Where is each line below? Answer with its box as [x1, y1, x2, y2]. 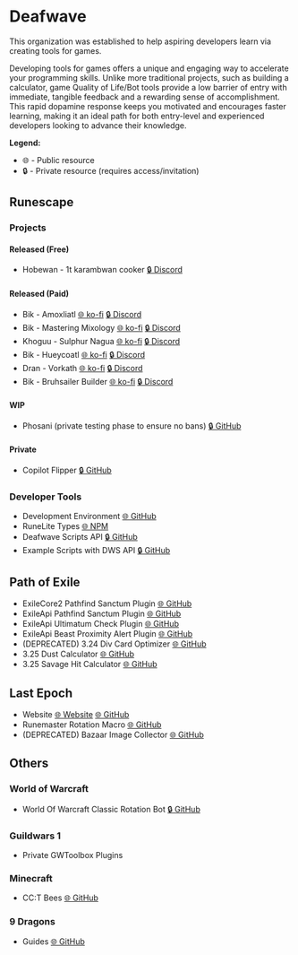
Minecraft [9, 872, 54, 884]
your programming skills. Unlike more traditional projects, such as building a [9, 72, 289, 82]
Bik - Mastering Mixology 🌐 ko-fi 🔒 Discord [21, 322, 181, 333]
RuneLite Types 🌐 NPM [21, 521, 109, 532]
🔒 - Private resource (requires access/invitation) [21, 165, 200, 176]
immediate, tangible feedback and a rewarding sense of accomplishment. [9, 91, 280, 102]
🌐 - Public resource [21, 154, 96, 165]
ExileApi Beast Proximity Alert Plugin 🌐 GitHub [21, 629, 193, 639]
